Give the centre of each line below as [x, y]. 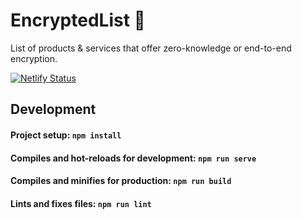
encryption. [34, 58]
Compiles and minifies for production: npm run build [121, 181]
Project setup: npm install [66, 135]
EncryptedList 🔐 [78, 20]
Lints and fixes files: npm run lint [81, 203]
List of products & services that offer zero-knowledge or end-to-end [151, 48]
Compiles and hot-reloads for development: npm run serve [133, 158]
